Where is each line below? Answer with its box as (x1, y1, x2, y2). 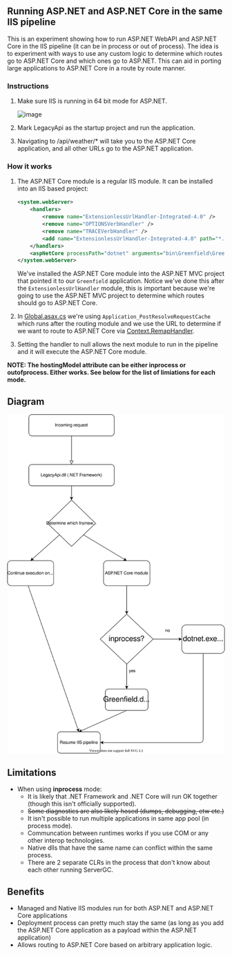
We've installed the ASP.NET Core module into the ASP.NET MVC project (17, 269, 225, 278)
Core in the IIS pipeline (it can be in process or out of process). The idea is (7, 41, 219, 50)
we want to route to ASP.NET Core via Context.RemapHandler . (17, 327, 195, 335)
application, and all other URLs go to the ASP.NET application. (17, 144, 193, 153)
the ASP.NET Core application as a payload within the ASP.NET (17, 926, 197, 935)
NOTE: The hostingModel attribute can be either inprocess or (7, 361, 186, 369)
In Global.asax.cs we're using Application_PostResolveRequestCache (17, 312, 211, 320)
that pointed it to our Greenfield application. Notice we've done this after (17, 277, 224, 285)
